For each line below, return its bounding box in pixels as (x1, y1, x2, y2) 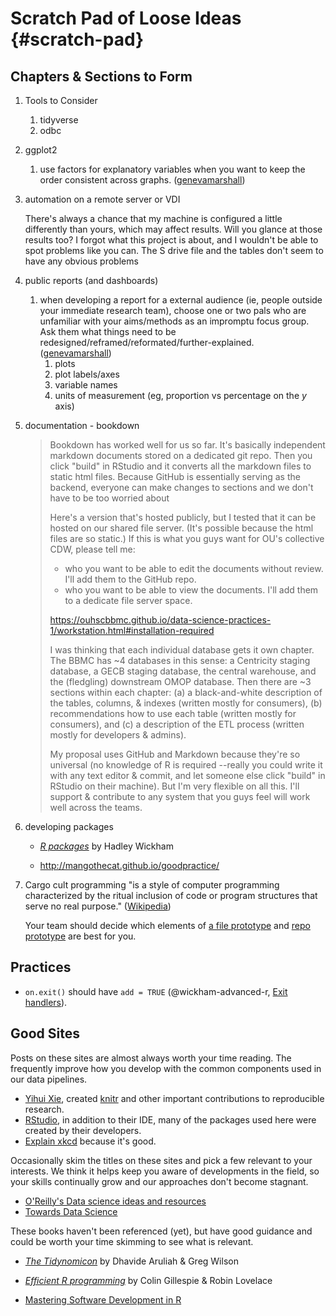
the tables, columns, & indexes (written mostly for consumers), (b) (49, 697, 323, 709)
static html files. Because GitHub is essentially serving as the (49, 471, 301, 482)
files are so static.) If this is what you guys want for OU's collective (49, 533, 325, 544)
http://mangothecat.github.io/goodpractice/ (39, 860, 220, 871)
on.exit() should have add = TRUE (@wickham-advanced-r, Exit (24, 985, 288, 997)
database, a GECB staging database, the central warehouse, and (49, 665, 317, 677)
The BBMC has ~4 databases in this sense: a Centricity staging (49, 655, 311, 666)
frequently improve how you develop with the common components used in (10, 1062, 322, 1074)
